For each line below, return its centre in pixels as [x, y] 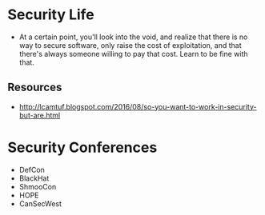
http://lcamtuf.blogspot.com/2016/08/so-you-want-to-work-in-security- [138, 106]
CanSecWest [40, 203]
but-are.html [40, 115]
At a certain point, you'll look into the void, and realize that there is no [133, 37]
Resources [35, 88]
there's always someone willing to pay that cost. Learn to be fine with [134, 54]
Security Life [51, 15]
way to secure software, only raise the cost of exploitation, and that [130, 45]
